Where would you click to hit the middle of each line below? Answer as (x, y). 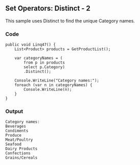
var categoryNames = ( (39, 58)
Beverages (16, 127)
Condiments (17, 131)
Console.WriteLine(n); (48, 90)
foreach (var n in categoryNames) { (54, 85)
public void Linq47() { (31, 45)
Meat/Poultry (19, 140)
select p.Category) (44, 67)
